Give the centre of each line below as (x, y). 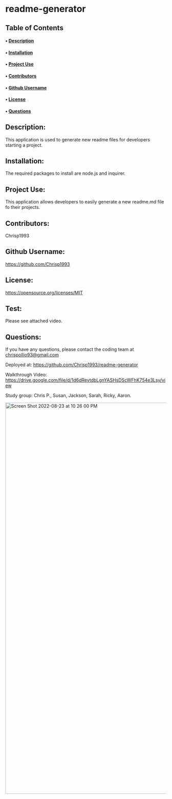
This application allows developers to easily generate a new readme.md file (85, 202)
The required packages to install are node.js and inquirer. (66, 173)
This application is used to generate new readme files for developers (78, 139)
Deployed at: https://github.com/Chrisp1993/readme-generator (72, 365)
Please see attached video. (34, 321)
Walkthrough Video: (26, 375)
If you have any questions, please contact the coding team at (70, 349)
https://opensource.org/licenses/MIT (44, 292)
